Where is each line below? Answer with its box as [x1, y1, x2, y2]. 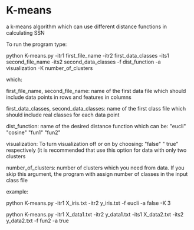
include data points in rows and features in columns [6, 94, 131, 101]
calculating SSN [6, 29, 45, 36]
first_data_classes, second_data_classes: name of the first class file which [6, 105, 186, 112]
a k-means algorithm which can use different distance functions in [6, 23, 167, 30]
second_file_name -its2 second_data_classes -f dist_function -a [6, 58, 161, 65]
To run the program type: [6, 41, 67, 48]
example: [6, 188, 28, 195]
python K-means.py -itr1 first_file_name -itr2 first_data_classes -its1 [6, 52, 169, 59]
